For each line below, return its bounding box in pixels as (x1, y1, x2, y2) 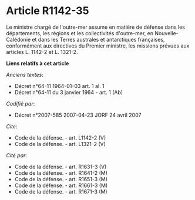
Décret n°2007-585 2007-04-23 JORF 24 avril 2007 (14, 111, 142, 118)
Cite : (6, 123, 18, 130)
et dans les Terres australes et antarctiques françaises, (32, 36, 165, 43)
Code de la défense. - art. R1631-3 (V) (14, 163, 107, 170)
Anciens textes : (6, 71, 44, 78)
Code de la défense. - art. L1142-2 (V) (14, 134, 106, 141)
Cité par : (6, 151, 28, 159)
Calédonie (6, 36, 31, 43)
